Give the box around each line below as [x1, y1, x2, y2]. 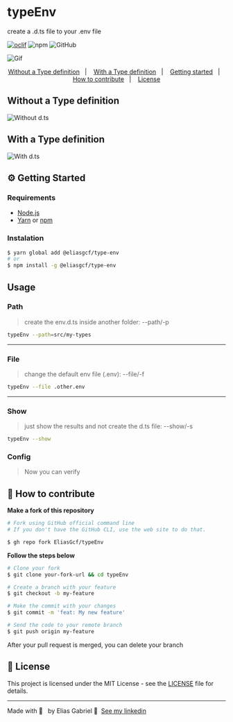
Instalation [7, 233, 44, 243]
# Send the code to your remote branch [7, 622, 123, 629]
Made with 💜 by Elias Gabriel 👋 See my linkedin [7, 706, 147, 715]
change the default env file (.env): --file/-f [24, 370, 144, 378]
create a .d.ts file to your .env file [7, 27, 102, 35]
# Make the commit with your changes [7, 603, 116, 610]
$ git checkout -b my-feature [7, 590, 95, 597]
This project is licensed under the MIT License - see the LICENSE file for [7, 679, 214, 687]
